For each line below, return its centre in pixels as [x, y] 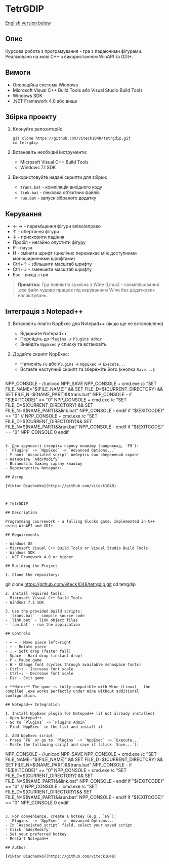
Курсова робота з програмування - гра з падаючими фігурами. [74, 51]
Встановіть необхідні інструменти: [50, 152]
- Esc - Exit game [25, 678]
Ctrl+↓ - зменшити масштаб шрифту [52, 269]
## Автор [14, 477]
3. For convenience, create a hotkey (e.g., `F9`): [61, 816]
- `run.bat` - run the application [43, 625]
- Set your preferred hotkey [36, 834]
